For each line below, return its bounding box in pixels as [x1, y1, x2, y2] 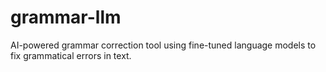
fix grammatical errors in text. [10, 49, 132, 61]
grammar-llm [10, 6, 122, 29]
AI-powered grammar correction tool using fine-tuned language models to [10, 39, 317, 51]
